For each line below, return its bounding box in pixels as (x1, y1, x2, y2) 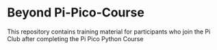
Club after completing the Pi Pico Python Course (7, 34, 144, 42)
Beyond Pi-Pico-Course (7, 5, 145, 21)
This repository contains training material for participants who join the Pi (7, 27, 211, 36)
